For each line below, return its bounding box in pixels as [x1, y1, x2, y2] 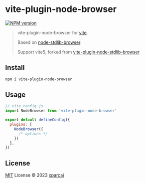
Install [5, 63, 25, 72]
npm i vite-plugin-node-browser [5, 76, 72, 82]
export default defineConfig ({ [5, 117, 70, 123]
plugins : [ [9, 122, 32, 127]
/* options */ [18, 131, 48, 136]
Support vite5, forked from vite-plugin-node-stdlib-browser [17, 49, 140, 55]
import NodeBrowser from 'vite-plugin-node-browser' [5, 108, 117, 113]
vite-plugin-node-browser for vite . [17, 29, 88, 35]
